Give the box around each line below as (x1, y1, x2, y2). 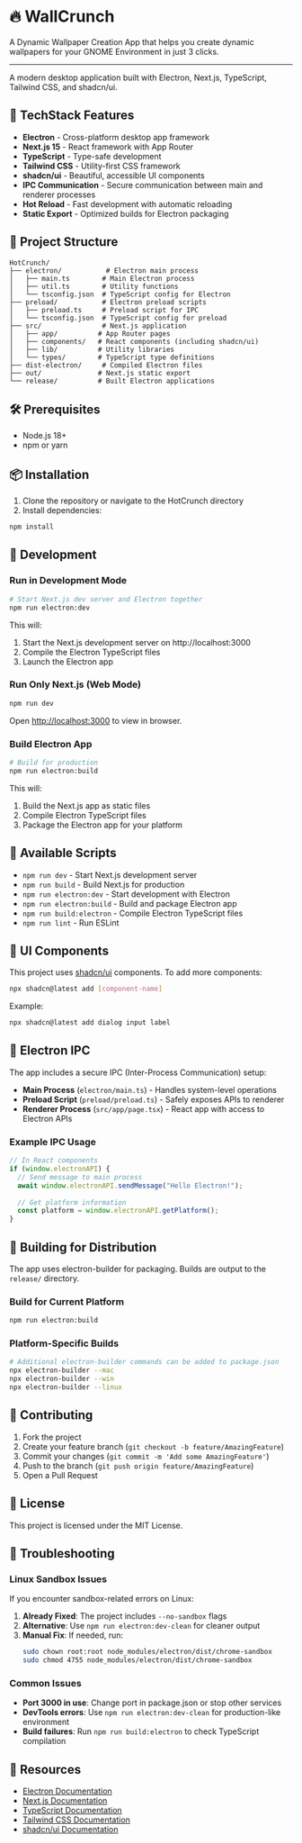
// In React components (9, 1156, 99, 1165)
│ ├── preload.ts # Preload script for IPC (9, 305, 200, 314)
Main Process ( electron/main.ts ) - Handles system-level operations (22, 1084, 277, 1095)
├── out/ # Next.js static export (9, 368, 191, 377)
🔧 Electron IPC (9, 1043, 91, 1059)
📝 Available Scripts (9, 845, 117, 861)
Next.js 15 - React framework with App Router (22, 141, 194, 152)
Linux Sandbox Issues (9, 1573, 108, 1586)
